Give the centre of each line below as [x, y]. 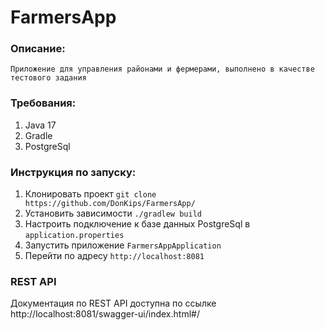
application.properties [74, 236]
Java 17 [40, 125]
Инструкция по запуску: [73, 172]
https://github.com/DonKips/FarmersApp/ [110, 204]
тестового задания [48, 78]
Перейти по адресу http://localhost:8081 [114, 256]
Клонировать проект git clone [90, 194]
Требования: [43, 103]
